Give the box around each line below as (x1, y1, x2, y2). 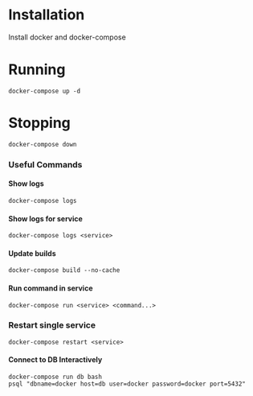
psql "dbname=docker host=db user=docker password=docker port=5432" (8, 380, 247, 388)
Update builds (8, 248, 56, 258)
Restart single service (8, 320, 96, 331)
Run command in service (8, 283, 93, 293)
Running (8, 60, 66, 79)
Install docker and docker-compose (8, 32, 126, 42)
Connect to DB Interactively (8, 355, 103, 365)
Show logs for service (8, 213, 83, 223)
